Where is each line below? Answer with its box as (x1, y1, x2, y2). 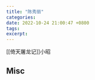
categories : (6, 14, 36, 20)
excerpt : (6, 31, 28, 37)
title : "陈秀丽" (6, 8, 44, 15)
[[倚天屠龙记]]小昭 (6, 48, 51, 56)
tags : (6, 25, 20, 32)
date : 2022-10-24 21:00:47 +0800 (6, 20, 90, 26)
